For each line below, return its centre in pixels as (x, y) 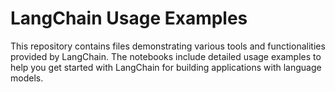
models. (27, 78)
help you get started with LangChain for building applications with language (166, 67)
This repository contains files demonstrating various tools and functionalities (168, 46)
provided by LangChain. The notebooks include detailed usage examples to (166, 56)
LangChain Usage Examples (129, 18)
